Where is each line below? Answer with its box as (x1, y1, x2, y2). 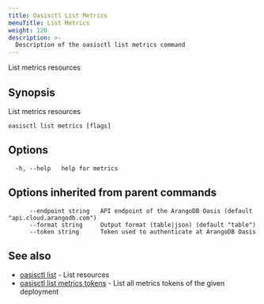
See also (8, 249, 51, 262)
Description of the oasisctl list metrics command (15, 41, 186, 49)
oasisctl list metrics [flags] (8, 122, 111, 130)
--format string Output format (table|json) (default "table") (28, 221, 257, 229)
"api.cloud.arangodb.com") (8, 214, 97, 222)
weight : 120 (8, 26, 47, 34)
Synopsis (8, 85, 55, 99)
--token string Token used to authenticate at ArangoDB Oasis (28, 227, 257, 236)
